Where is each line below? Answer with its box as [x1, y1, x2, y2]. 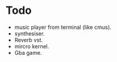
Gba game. [14, 49, 42, 56]
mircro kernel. [14, 43, 49, 50]
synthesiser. [14, 29, 45, 37]
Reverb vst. [14, 36, 43, 43]
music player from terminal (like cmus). [14, 23, 112, 31]
